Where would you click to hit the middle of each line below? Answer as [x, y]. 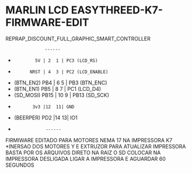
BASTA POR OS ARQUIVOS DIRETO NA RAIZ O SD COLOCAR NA [83, 153]
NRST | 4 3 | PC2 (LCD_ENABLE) [69, 72]
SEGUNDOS [20, 165]
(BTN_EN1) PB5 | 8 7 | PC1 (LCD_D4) [57, 89]
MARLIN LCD [37, 10]
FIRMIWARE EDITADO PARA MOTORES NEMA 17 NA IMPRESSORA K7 [89, 140]
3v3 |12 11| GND [53, 107]
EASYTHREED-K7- [117, 10]
